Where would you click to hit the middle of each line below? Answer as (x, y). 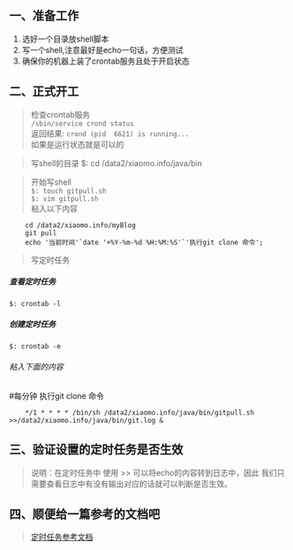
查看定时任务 (32, 282)
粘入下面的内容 (36, 367)
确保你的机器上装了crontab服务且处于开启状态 (105, 61)
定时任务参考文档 (62, 537)
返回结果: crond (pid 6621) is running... (110, 133)
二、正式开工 (44, 92)
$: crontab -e (35, 346)
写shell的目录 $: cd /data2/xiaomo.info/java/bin (116, 163)
